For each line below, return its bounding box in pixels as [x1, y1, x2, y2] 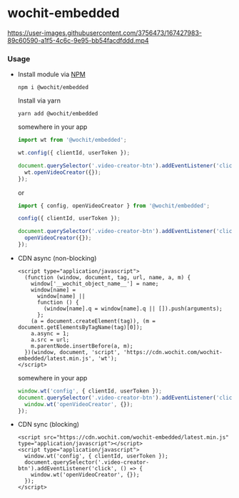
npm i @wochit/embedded [17, 84, 89, 91]
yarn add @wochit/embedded [17, 110, 98, 118]
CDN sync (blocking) [17, 420, 80, 429]
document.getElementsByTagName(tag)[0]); [17, 323, 143, 331]
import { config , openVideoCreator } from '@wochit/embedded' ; [17, 202, 210, 209]
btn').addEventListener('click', [17, 465, 118, 472]
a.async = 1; [31, 330, 70, 337]
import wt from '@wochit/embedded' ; [17, 137, 127, 144]
